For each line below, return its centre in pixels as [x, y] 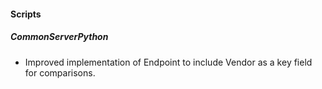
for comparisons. [60, 72]
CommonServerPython [59, 37]
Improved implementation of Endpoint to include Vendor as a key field [168, 62]
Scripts [26, 14]
